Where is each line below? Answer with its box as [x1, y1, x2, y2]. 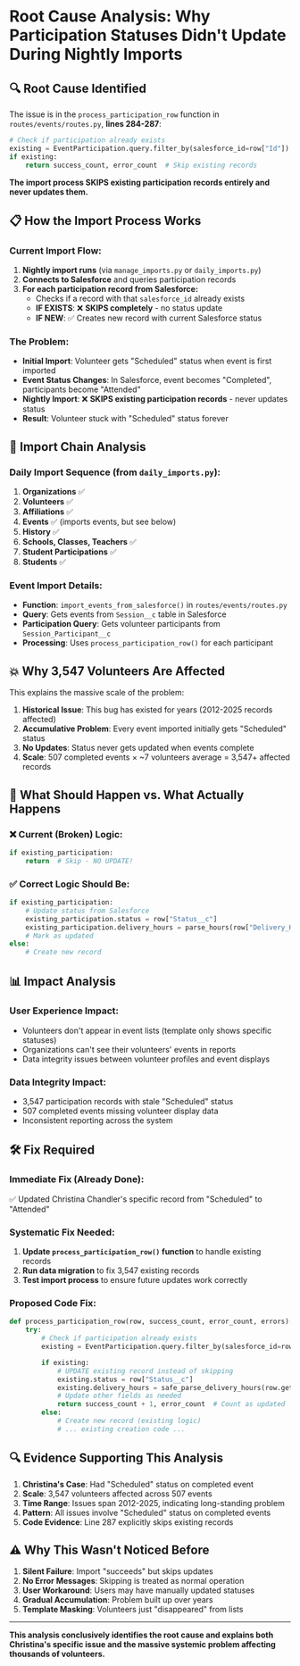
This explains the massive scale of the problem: [9, 687, 185, 698]
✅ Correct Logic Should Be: [9, 878, 130, 890]
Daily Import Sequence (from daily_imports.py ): [9, 466, 221, 479]
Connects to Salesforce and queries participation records [21, 274, 237, 285]
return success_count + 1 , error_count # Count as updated [56, 1400, 286, 1409]
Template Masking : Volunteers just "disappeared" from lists [21, 1604, 244, 1615]
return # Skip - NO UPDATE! [25, 856, 134, 865]
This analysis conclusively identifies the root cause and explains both [9, 1629, 274, 1640]
